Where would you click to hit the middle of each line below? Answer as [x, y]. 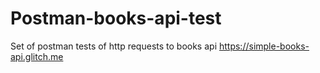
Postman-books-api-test [116, 18]
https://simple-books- [264, 46]
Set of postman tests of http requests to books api [114, 46]
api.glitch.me [37, 56]
